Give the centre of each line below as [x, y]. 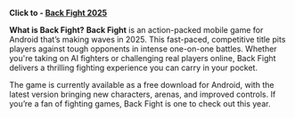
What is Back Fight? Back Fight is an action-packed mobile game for [136, 30]
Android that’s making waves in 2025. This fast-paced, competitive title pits [147, 39]
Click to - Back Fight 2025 [58, 13]
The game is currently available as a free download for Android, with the [142, 85]
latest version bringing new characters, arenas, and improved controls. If [143, 94]
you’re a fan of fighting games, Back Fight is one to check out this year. [140, 104]
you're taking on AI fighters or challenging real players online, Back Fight [143, 58]
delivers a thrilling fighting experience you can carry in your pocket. [134, 67]
